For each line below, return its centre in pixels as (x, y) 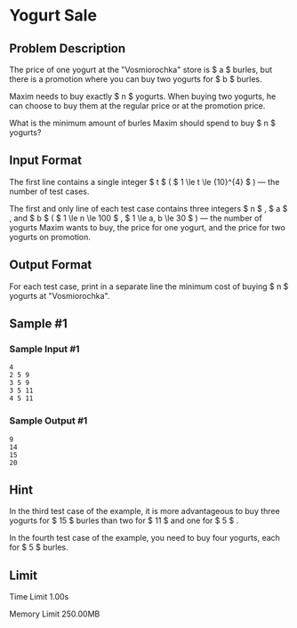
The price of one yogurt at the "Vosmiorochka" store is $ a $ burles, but (141, 69)
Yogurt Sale (53, 16)
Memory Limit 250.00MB (55, 614)
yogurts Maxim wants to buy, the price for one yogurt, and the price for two (148, 227)
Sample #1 (39, 324)
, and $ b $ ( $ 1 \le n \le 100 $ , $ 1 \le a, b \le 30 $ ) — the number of (136, 218)
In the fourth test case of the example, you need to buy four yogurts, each (144, 538)
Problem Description (68, 48)
